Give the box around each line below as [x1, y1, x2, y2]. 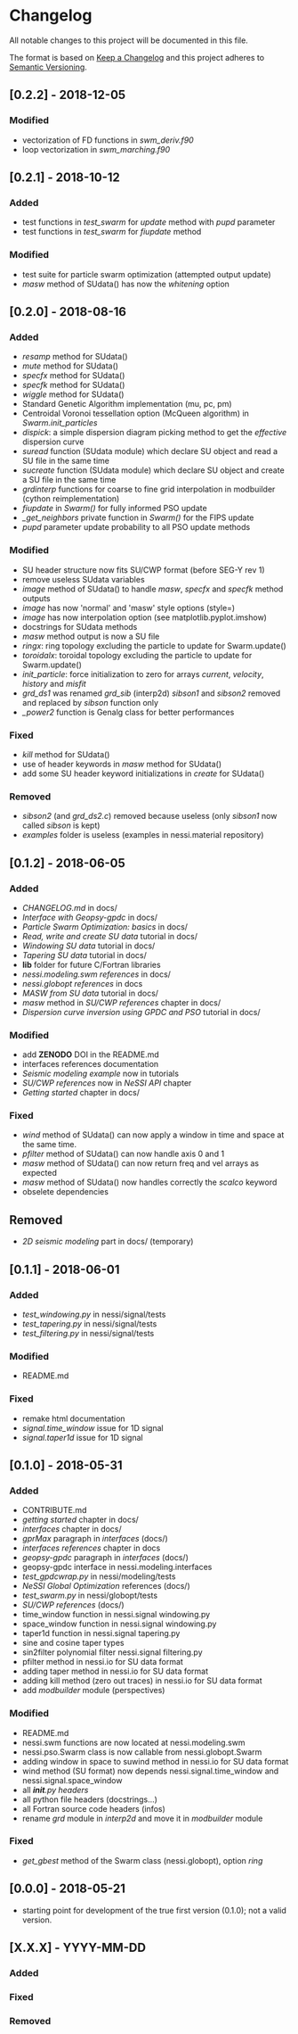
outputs [21, 592, 51, 603]
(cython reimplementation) [21, 493, 120, 504]
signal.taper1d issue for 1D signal [21, 1432, 144, 1443]
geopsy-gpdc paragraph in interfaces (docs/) [21, 1552, 189, 1563]
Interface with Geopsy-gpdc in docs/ [21, 912, 158, 922]
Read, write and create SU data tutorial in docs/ [21, 930, 198, 941]
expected [21, 1168, 58, 1178]
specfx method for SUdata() [21, 370, 125, 381]
